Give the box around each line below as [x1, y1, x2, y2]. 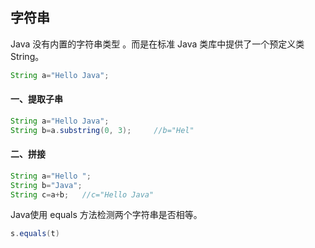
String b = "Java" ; [10, 180, 83, 190]
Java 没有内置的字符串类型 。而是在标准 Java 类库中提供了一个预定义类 [10, 38, 305, 50]
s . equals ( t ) [10, 229, 60, 239]
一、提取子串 [10, 93, 63, 105]
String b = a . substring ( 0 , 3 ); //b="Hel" [10, 125, 195, 135]
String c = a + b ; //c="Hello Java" [10, 189, 155, 200]
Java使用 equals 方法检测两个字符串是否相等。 [10, 209, 203, 221]
